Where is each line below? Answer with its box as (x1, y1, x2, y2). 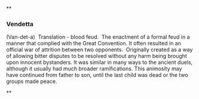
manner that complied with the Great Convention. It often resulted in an (6, 40, 181, 47)
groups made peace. (6, 78, 57, 85)
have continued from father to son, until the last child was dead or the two (6, 72, 188, 79)
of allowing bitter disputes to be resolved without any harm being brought (6, 52, 187, 60)
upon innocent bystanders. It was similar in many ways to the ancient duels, (6, 59, 193, 66)
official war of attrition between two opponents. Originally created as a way (6, 46, 193, 53)
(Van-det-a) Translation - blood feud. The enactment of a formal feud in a (6, 33, 190, 41)
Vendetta (6, 20, 34, 28)
